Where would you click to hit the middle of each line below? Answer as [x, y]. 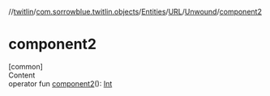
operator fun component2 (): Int [60, 83]
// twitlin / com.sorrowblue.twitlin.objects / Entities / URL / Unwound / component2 [135, 12]
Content [22, 75]
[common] [26, 66]
